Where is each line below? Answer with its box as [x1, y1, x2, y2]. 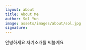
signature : [5, 25, 28, 30]
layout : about [5, 7, 35, 12]
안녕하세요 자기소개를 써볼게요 [5, 40, 64, 46]
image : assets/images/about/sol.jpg [5, 21, 81, 26]
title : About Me [5, 12, 39, 17]
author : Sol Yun [5, 16, 39, 21]
